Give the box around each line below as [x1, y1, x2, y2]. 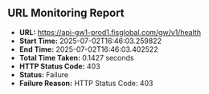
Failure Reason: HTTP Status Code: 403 [18, 78, 154, 88]
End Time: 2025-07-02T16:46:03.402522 [18, 44, 158, 54]
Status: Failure [18, 69, 69, 79]
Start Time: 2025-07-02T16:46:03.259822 [18, 36, 162, 45]
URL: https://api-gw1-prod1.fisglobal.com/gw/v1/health [18, 27, 202, 37]
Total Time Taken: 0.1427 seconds [18, 53, 134, 62]
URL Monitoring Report [7, 6, 125, 20]
